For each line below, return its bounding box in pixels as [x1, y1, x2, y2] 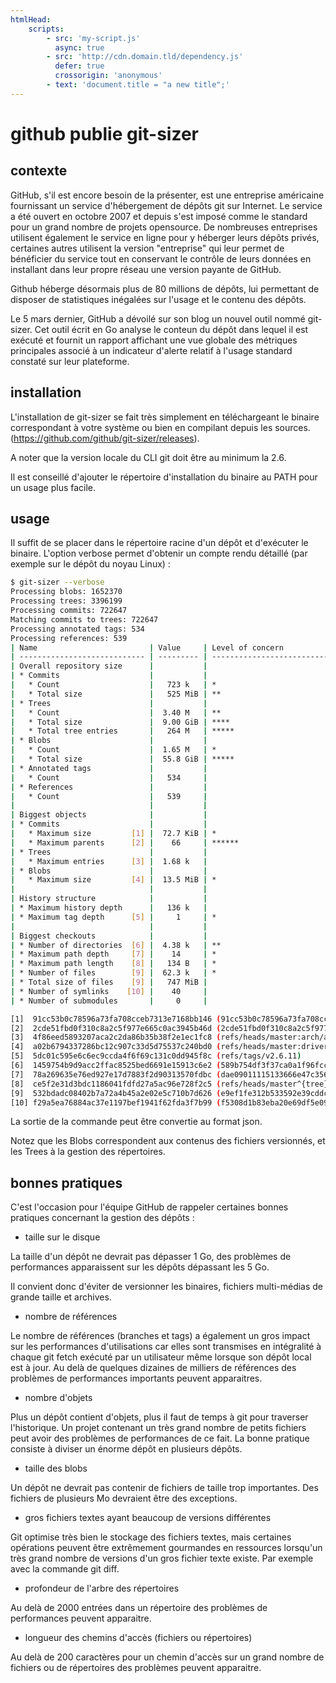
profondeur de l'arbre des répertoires [24, 1582, 180, 1595]
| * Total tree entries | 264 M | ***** [10, 726, 235, 736]
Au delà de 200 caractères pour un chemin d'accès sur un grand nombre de [10, 1651, 325, 1663]
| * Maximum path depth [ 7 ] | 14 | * [10, 949, 217, 960]
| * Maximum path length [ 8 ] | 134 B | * [10, 959, 217, 969]
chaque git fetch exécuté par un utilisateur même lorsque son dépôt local [10, 1351, 312, 1363]
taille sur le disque [24, 1231, 101, 1243]
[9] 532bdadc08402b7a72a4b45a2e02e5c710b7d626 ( [10, 1088, 222, 1098]
